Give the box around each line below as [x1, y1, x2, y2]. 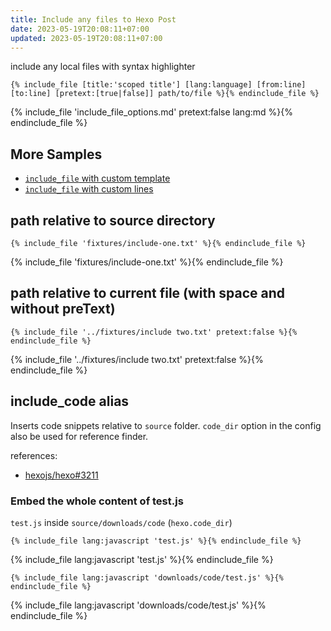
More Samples [10, 146, 103, 163]
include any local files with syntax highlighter [10, 61, 196, 73]
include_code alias [10, 393, 130, 410]
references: [10, 449, 58, 461]
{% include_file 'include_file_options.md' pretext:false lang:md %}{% [10, 106, 293, 118]
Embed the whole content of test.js [10, 494, 184, 508]
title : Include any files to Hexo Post [10, 14, 177, 25]
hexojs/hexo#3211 [24, 469, 99, 481]
